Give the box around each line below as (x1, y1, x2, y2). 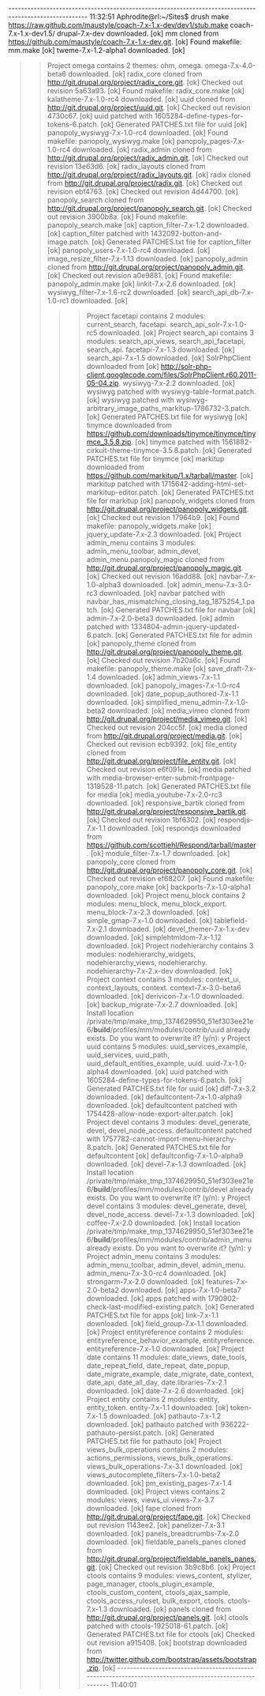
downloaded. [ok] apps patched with (86, 1294, 207, 1303)
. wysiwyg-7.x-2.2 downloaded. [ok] (118, 379, 235, 387)
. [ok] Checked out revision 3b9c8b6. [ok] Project (94, 1562, 256, 1572)
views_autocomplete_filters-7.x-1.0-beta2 (86, 1470, 221, 1479)
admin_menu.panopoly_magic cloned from (86, 555, 225, 564)
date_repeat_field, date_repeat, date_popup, (86, 1361, 230, 1370)
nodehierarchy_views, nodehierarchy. (86, 958, 207, 967)
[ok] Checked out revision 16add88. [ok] (86, 571, 218, 581)
